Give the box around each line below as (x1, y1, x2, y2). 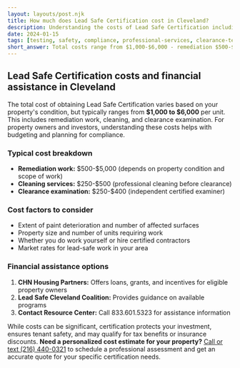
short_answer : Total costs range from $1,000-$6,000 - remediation (7, 44, 213, 51)
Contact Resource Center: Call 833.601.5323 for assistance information (17, 308, 231, 317)
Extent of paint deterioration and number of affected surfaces (17, 221, 200, 230)
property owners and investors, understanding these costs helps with (7, 123, 212, 131)
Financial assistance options (7, 262, 109, 272)
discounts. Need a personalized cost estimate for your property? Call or (7, 337, 224, 346)
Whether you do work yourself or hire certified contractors (17, 236, 191, 245)
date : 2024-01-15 (7, 30, 59, 38)
